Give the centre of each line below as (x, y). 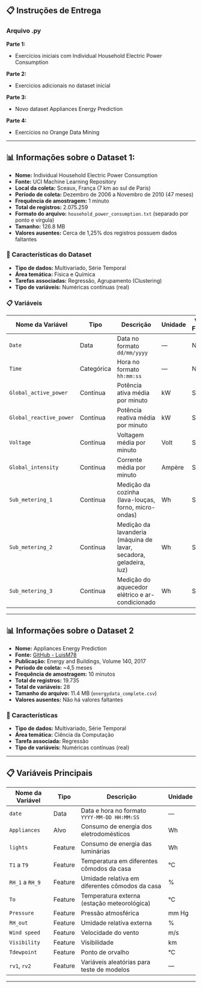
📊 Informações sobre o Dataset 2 (70, 631)
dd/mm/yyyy (133, 353)
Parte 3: (17, 97)
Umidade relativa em (110, 878)
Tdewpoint (23, 952)
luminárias (95, 851)
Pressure (22, 913)
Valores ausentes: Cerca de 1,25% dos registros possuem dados (96, 233)
